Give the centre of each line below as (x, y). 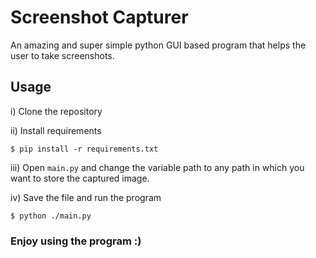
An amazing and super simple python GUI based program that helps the (158, 45)
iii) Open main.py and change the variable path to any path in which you (157, 167)
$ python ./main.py (51, 216)
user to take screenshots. (62, 55)
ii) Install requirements (56, 130)
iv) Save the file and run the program (86, 197)
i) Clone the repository (56, 111)
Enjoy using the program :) (76, 241)
